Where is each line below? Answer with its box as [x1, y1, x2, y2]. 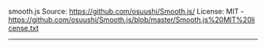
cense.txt [8, 24, 40, 32]
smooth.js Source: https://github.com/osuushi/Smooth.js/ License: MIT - [8, 7, 245, 16]
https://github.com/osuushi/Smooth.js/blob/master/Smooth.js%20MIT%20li [8, 15, 256, 24]
